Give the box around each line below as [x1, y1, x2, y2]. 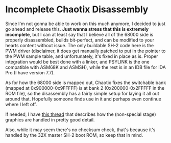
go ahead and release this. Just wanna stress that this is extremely [5, 26, 149, 32]
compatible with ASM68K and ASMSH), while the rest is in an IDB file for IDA [5, 64, 166, 70]
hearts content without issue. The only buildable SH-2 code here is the [5, 42, 154, 48]
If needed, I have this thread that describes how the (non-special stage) [5, 111, 157, 117]
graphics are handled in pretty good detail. [5, 116, 95, 122]
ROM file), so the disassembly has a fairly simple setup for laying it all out [5, 90, 159, 96]
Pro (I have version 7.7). [5, 69, 55, 75]
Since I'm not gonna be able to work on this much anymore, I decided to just [5, 21, 166, 27]
